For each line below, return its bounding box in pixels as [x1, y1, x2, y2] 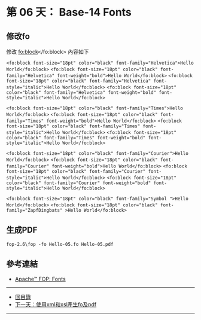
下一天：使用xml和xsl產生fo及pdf [14, 300, 97, 308]
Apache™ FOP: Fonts [14, 275, 66, 282]
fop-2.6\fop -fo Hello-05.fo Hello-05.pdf [6, 241, 114, 247]
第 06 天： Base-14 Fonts [6, 5, 132, 19]
